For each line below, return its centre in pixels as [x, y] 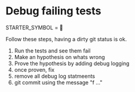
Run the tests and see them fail [52, 50]
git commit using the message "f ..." [58, 82]
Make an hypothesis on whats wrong [59, 57]
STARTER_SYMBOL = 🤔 [34, 27]
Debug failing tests [53, 11]
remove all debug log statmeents [55, 76]
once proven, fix [34, 69]
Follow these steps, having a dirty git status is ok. [66, 39]
